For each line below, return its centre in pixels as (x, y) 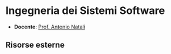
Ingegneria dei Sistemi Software (85, 11)
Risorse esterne (35, 45)
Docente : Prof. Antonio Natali (50, 27)
